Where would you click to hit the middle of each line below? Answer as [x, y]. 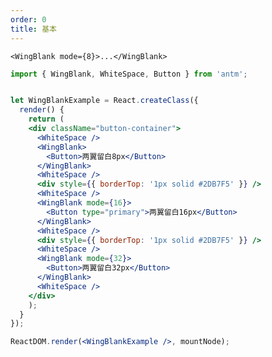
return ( [46, 119]
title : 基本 [33, 29]
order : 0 [28, 19]
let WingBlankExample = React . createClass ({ [104, 101]
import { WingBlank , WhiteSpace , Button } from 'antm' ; [129, 74]
